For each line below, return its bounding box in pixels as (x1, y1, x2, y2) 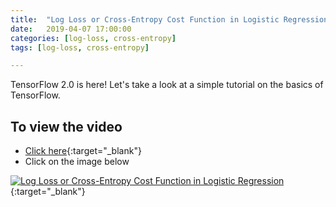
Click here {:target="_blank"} (24, 145, 142, 157)
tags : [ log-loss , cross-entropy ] (10, 42, 150, 53)
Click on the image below (24, 156, 130, 168)
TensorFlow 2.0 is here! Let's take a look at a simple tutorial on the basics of (10, 79, 324, 91)
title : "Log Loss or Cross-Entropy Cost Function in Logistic (10, 14, 280, 25)
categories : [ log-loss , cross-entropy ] (10, 33, 177, 43)
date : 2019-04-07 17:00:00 (10, 24, 132, 34)
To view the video (10, 118, 123, 135)
